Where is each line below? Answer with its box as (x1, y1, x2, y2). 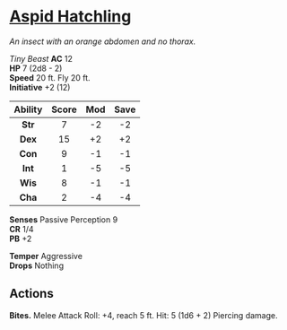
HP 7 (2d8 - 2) (9, 63, 63, 74)
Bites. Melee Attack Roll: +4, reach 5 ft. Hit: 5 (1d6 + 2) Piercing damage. (9, 309, 278, 320)
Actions (9, 286, 54, 301)
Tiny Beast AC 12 (9, 53, 74, 64)
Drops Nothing (9, 260, 65, 271)
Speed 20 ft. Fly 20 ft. (9, 72, 91, 82)
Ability (13, 103, 43, 116)
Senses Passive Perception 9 (9, 213, 118, 225)
